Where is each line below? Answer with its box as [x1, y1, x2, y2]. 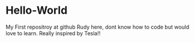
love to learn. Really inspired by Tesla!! [5, 29, 101, 36]
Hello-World [5, 4, 68, 17]
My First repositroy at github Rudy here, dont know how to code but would [5, 23, 190, 30]
